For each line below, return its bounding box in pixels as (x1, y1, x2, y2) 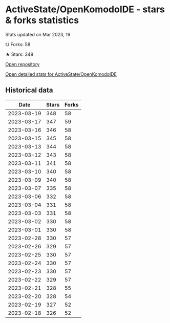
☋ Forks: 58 (5, 41, 31, 47)
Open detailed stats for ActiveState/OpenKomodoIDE (5, 71, 117, 77)
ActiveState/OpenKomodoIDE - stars (5, 4, 165, 15)
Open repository (5, 61, 40, 67)
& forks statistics (5, 14, 79, 26)
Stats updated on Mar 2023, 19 (5, 31, 71, 37)
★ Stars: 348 (5, 51, 34, 57)
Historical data (5, 86, 53, 95)
